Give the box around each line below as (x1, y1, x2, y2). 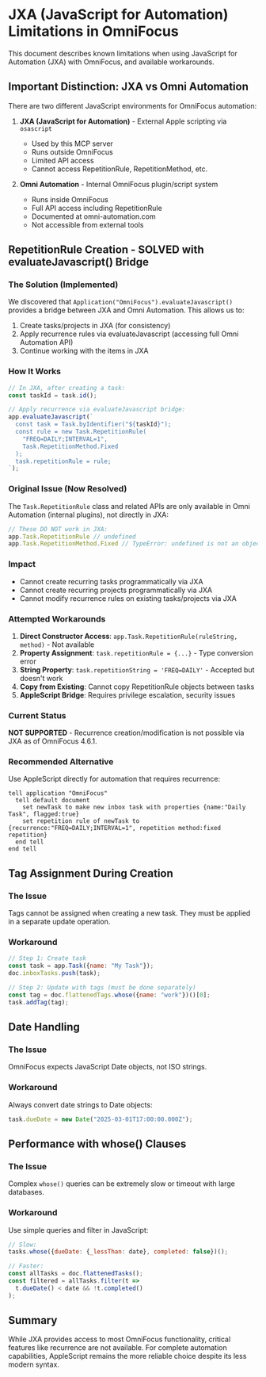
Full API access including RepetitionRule (31, 203, 162, 212)
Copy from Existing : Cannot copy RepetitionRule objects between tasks (19, 682, 255, 691)
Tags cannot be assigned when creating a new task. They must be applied (8, 908, 251, 918)
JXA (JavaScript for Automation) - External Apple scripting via (19, 117, 227, 126)
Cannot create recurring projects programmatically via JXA (19, 585, 212, 595)
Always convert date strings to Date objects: (8, 1100, 153, 1109)
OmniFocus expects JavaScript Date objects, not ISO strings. (8, 1062, 207, 1072)
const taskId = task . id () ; (8, 391, 97, 400)
